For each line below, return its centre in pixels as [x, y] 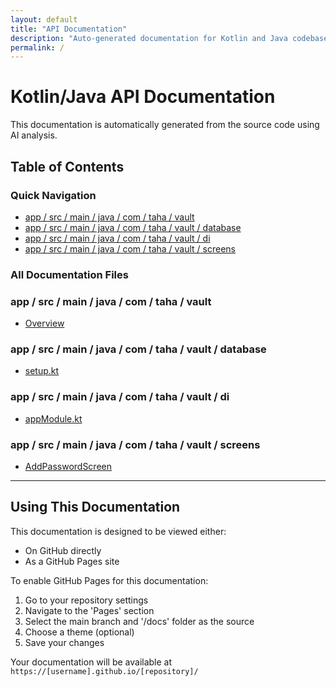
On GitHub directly [63, 550]
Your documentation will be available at [91, 662]
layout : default [44, 19]
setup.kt [42, 371]
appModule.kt [53, 418]
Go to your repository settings [86, 600]
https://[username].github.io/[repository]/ [104, 671]
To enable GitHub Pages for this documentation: [109, 580]
